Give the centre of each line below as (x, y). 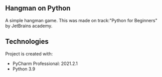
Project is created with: (29, 54)
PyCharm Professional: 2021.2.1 (45, 63)
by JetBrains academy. (29, 26)
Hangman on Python (38, 8)
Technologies (27, 42)
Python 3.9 (24, 69)
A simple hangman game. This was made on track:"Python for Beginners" (81, 20)
